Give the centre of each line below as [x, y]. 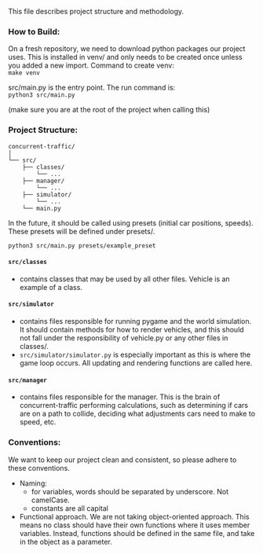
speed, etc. [38, 422]
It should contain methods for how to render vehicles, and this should [132, 330]
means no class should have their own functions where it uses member [135, 525]
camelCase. [51, 500]
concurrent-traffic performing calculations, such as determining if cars [134, 405]
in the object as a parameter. [66, 541]
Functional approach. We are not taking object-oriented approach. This [134, 516]
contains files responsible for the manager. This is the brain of [120, 397]
